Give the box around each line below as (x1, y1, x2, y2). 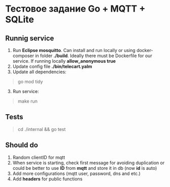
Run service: (12, 88, 39, 94)
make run (17, 98, 38, 104)
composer (12, 53, 35, 59)
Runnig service (5, 34, 54, 42)
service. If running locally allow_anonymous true (12, 58, 116, 64)
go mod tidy (17, 79, 43, 84)
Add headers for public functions (12, 175, 83, 182)
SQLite (5, 14, 35, 25)
